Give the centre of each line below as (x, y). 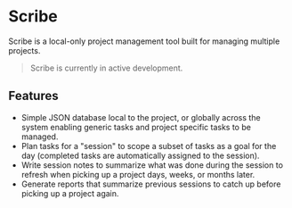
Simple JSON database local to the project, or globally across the (141, 117)
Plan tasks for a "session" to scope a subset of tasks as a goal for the (149, 146)
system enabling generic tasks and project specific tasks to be (136, 127)
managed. (40, 137)
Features (33, 96)
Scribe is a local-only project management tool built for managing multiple (144, 41)
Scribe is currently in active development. (106, 68)
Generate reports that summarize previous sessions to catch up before (151, 184)
